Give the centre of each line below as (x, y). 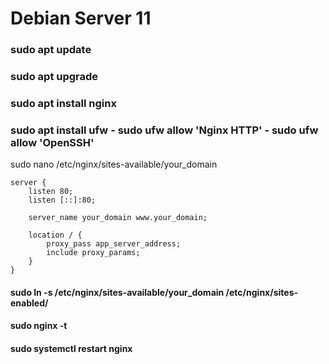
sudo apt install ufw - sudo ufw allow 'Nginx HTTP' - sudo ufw (164, 130)
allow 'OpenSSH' (52, 142)
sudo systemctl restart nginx (71, 349)
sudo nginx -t (39, 326)
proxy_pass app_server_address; (114, 244)
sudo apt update (51, 50)
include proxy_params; (93, 253)
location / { (55, 235)
